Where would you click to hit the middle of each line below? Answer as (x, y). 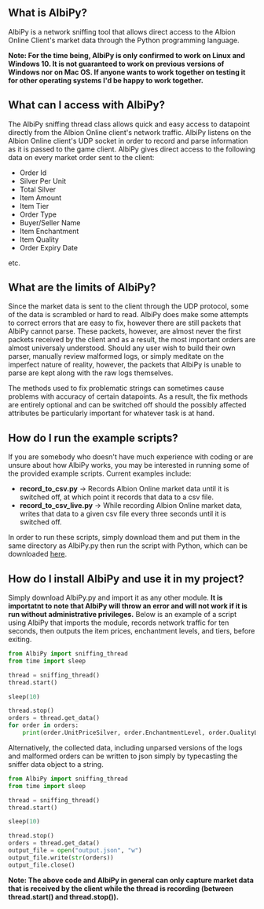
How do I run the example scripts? (93, 438)
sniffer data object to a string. (56, 764)
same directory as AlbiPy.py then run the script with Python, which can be (128, 546)
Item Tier (34, 206)
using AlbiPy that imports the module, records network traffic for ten (119, 622)
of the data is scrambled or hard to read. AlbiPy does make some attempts (128, 315)
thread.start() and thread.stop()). (64, 896)
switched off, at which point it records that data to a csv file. (117, 497)
